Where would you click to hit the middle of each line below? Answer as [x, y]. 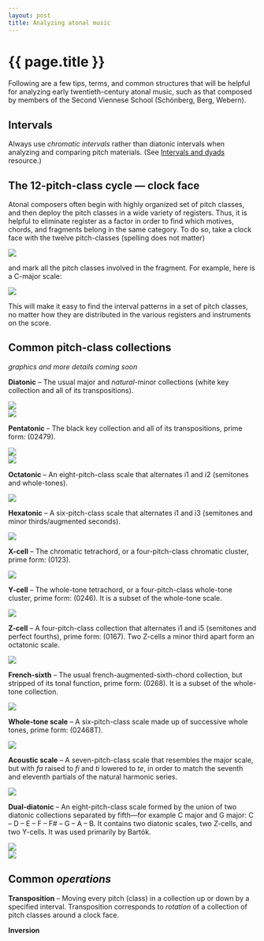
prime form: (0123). [39, 559]
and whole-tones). [38, 483]
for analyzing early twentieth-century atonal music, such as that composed [130, 92]
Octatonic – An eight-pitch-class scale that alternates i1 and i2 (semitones [128, 474]
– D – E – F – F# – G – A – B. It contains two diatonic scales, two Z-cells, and [130, 823]
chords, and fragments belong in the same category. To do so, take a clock [130, 230]
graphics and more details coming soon [73, 366]
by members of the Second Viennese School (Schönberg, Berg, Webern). [127, 100]
